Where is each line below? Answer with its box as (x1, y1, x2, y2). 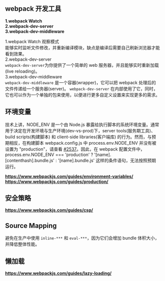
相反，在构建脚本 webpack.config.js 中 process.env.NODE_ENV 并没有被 (9, 140, 157, 146)
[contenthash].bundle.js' (5, 157, 55, 163)
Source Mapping (5, 221, 57, 230)
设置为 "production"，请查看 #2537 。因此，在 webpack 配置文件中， (5, 146, 145, 152)
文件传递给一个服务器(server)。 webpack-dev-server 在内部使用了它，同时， (5, 85, 158, 92)
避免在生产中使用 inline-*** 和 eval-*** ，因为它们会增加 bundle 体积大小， (5, 235, 160, 241)
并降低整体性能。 (5, 241, 40, 247)
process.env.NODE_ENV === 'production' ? (5, 152, 93, 157)
